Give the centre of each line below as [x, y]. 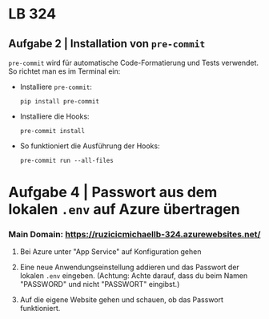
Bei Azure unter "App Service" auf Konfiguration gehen [110, 252]
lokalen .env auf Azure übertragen [124, 210]
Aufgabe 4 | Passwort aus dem [113, 192]
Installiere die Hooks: [54, 116]
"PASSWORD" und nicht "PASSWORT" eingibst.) [100, 285]
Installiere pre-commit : [56, 87]
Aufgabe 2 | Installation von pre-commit [107, 44]
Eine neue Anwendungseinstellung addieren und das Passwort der [130, 267]
